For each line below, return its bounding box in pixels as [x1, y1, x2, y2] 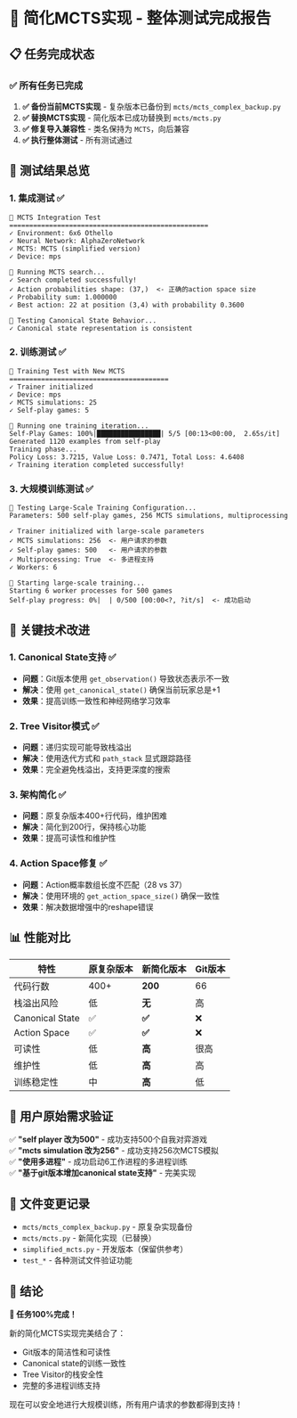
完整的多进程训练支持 [21, 1380, 100, 1390]
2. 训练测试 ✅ [9, 346, 67, 358]
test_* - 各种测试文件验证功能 [21, 1255, 133, 1266]
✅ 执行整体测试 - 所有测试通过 [21, 135, 133, 145]
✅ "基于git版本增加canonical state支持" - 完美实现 [9, 1168, 197, 1178]
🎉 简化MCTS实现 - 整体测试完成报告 [9, 8, 272, 29]
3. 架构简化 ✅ [9, 789, 67, 801]
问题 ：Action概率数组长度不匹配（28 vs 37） [21, 879, 187, 889]
